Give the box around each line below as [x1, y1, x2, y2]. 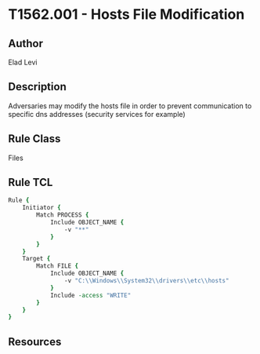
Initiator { [22, 204, 61, 212]
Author [8, 37, 43, 50]
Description [8, 80, 67, 93]
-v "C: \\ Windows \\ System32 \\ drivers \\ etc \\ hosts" [63, 277, 229, 285]
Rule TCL [8, 176, 53, 189]
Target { [22, 255, 51, 263]
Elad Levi [8, 57, 38, 67]
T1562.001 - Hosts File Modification [8, 5, 245, 24]
